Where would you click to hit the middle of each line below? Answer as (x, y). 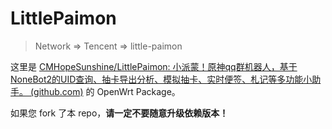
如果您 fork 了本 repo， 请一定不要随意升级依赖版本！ (119, 113)
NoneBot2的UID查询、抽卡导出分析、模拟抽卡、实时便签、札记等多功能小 (161, 79)
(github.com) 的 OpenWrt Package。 (105, 91)
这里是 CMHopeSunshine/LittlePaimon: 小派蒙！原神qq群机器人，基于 (154, 66)
